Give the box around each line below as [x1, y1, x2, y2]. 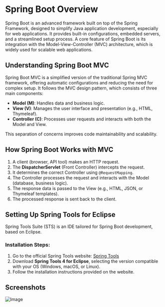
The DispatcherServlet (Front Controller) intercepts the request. [12, 164, 145, 170]
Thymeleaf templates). [12, 190, 59, 196]
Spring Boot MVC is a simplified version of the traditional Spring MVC [5, 74, 148, 80]
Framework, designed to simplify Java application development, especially [5, 25, 159, 31]
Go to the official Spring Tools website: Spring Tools [12, 252, 120, 258]
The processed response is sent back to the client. [12, 196, 117, 202]
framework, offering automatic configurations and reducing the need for [5, 79, 154, 85]
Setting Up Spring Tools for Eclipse [5, 210, 116, 218]
